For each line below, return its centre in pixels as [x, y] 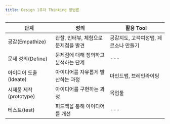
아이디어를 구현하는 [77, 89]
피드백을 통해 [70, 106]
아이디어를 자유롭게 [77, 72]
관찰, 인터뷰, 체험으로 [79, 37]
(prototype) [22, 96]
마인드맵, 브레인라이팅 [134, 75]
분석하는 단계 [70, 62]
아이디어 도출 [23, 72]
